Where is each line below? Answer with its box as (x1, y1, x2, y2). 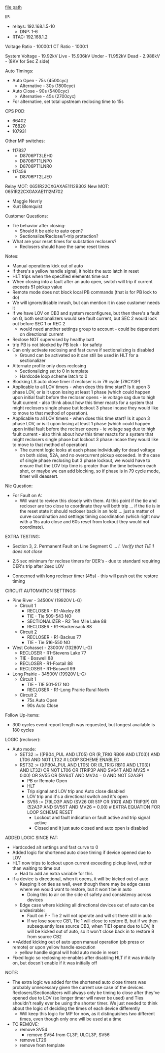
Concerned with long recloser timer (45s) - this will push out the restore (12, 573, 159, 579)
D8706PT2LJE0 (19, 174, 52, 180)
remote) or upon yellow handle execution (12, 944, 96, 950)
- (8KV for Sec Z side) (5, 58, 50, 64)
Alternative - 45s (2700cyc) (19, 94, 76, 99)
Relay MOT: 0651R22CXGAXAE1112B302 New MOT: (5, 183, 109, 189)
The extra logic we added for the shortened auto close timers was (12, 979, 146, 985)
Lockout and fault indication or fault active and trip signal (34, 814, 150, 820)
